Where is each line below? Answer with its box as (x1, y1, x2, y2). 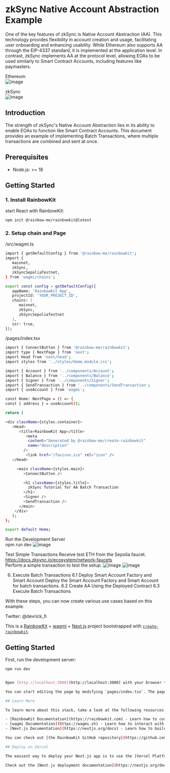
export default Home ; (5, 527, 51, 532)
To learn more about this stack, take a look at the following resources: (5, 708, 166, 713)
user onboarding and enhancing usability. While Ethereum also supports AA (5, 42, 163, 48)
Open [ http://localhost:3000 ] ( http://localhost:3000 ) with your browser (5, 680, 162, 685)
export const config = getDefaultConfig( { (5, 284, 96, 289)
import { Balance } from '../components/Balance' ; (5, 373, 114, 378)
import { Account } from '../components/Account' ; (5, 368, 114, 373)
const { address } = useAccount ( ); (5, 401, 80, 406)
